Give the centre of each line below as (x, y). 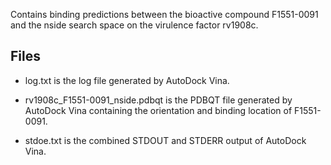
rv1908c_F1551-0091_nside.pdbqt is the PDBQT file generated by (158, 100)
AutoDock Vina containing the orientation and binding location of (158, 110)
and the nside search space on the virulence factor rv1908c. (134, 25)
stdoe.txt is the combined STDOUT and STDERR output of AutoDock (165, 140)
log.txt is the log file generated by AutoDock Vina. (127, 80)
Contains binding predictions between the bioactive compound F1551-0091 (164, 14)
